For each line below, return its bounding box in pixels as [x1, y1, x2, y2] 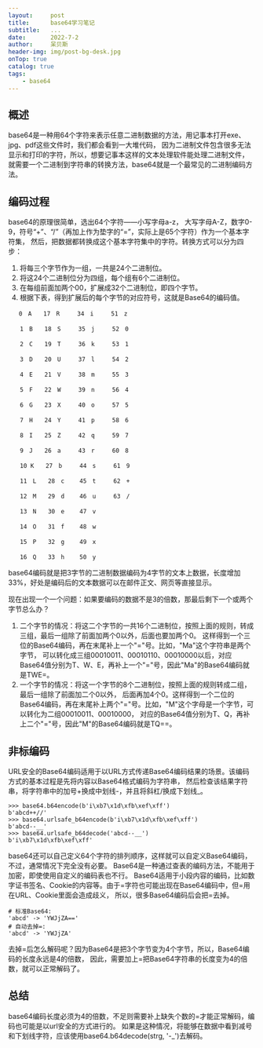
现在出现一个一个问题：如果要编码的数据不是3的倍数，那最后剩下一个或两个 [8, 594, 254, 604]
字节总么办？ [8, 604, 49, 614]
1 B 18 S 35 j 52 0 [19, 325, 130, 334]
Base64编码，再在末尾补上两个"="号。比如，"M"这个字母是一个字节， [19, 699, 247, 709]
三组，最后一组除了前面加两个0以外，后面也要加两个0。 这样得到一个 [19, 631, 244, 641]
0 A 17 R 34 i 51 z [18, 310, 128, 318]
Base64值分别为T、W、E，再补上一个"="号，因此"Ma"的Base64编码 [19, 660, 243, 670]
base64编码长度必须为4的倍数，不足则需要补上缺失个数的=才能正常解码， [8, 1011, 249, 1021]
